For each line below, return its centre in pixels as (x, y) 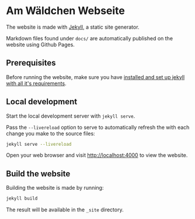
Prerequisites (31, 63)
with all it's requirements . (36, 83)
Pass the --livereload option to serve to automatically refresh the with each (98, 127)
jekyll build (22, 199)
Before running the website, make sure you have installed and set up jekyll (95, 77)
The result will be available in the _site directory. (65, 210)
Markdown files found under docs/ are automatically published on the (90, 38)
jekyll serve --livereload (39, 144)
